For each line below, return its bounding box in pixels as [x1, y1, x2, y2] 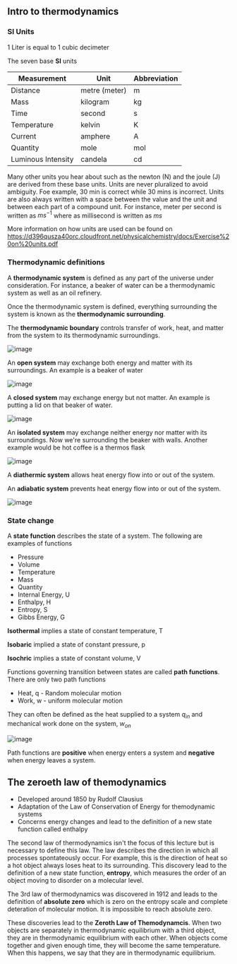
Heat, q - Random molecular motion [17, 688, 122, 697]
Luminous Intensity [11, 154, 74, 164]
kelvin [80, 119, 101, 129]
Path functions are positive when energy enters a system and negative [7, 748, 215, 757]
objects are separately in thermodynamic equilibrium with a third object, [7, 926, 217, 935]
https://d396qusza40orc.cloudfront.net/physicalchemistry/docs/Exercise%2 [7, 233, 230, 241]
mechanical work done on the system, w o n [7, 719, 132, 729]
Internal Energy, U [17, 590, 71, 599]
